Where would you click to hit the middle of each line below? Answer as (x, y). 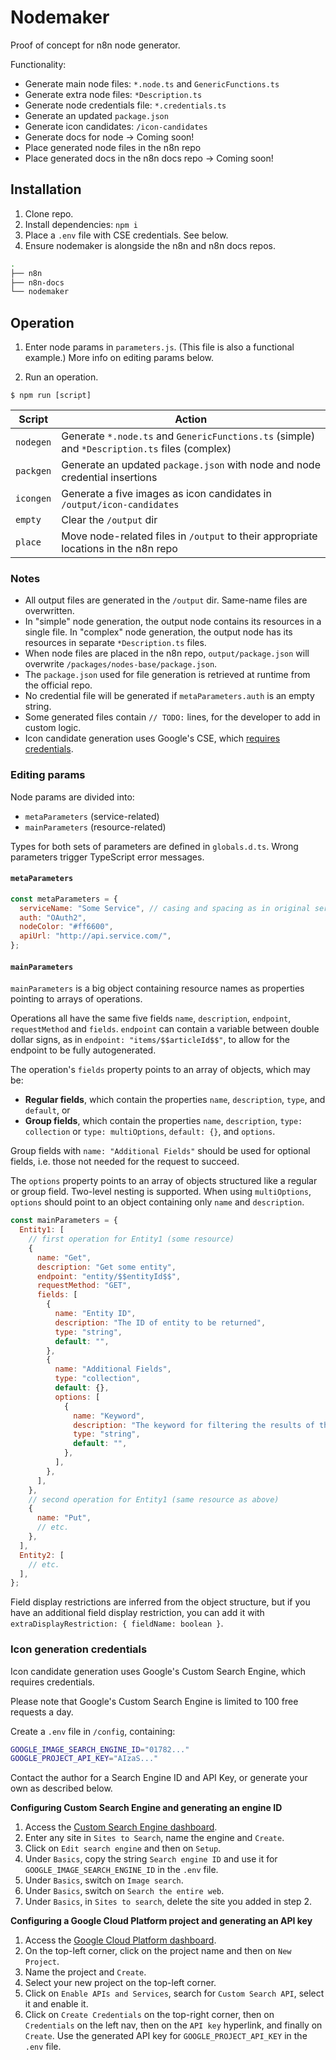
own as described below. (61, 1788)
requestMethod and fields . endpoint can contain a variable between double (165, 1029)
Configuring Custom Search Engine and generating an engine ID (146, 1808)
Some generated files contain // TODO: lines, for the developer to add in (172, 717)
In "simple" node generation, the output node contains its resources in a (173, 622)
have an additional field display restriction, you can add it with (137, 1613)
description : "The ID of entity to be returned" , (160, 1322)
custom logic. (53, 728)
